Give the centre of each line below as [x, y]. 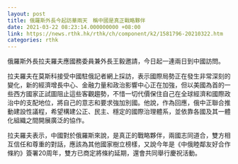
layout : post [27, 14]
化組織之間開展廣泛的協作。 [48, 120]
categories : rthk [33, 40]
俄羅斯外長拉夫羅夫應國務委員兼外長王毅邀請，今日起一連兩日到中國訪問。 [116, 61]
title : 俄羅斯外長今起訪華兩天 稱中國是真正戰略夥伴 [76, 20]
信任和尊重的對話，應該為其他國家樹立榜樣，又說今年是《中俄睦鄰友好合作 [122, 144]
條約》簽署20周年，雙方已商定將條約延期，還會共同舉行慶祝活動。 [104, 153]
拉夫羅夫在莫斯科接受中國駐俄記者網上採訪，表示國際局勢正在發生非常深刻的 [119, 76]
